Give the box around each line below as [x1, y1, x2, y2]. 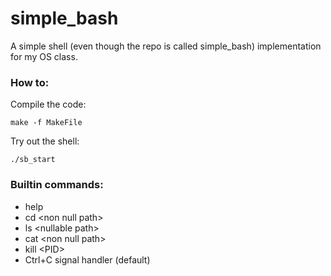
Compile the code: [10, 98, 87, 111]
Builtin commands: [10, 178, 104, 192]
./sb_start [10, 155, 56, 165]
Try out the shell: [10, 135, 80, 147]
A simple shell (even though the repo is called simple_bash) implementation [10, 40, 322, 52]
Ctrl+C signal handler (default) [24, 253, 151, 266]
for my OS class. [10, 50, 78, 62]
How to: [10, 75, 50, 89]
